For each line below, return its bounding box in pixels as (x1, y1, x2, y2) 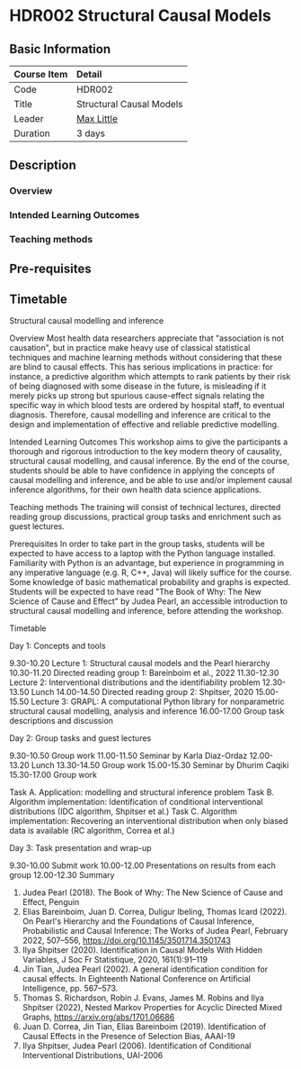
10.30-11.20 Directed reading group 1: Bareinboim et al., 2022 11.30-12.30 (9, 668, 279, 679)
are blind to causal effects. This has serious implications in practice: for (9, 361, 273, 372)
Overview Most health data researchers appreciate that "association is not (9, 333, 285, 343)
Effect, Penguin (22, 897, 80, 908)
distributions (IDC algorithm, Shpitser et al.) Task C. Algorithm (9, 806, 238, 817)
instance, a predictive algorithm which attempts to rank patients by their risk (9, 371, 291, 382)
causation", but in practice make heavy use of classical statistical (9, 343, 251, 353)
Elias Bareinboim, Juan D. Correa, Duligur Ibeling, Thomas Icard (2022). (22, 907, 288, 918)
